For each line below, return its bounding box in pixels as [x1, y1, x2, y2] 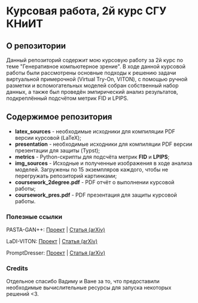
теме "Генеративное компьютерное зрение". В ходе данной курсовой [6, 63, 186, 70]
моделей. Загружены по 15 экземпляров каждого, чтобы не [14, 166, 169, 173]
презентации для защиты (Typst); [14, 146, 100, 154]
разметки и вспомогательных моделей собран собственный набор [6, 82, 179, 89]
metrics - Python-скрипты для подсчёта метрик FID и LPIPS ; [14, 153, 170, 160]
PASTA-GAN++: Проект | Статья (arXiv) [6, 226, 106, 234]
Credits [6, 264, 28, 273]
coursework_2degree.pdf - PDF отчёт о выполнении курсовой [14, 178, 175, 186]
